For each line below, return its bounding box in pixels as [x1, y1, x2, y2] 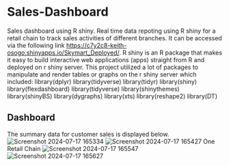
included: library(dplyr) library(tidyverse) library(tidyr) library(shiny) [7, 77, 197, 85]
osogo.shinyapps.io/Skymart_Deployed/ [7, 49, 120, 57]
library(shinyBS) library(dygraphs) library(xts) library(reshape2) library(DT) [7, 92, 217, 100]
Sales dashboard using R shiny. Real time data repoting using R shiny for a [7, 27, 216, 35]
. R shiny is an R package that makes [119, 49, 222, 57]
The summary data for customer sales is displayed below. [7, 130, 170, 138]
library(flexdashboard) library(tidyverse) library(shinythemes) [7, 85, 180, 93]
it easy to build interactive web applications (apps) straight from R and [7, 55, 205, 64]
